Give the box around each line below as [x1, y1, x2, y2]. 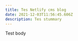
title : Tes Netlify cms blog [5, 7, 66, 12]
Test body [5, 30, 26, 36]
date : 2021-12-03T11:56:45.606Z [5, 12, 73, 17]
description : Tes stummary [5, 16, 62, 21]
